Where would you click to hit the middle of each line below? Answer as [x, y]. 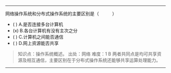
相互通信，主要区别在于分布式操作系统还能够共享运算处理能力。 [94, 60]
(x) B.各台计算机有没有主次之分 [45, 30]
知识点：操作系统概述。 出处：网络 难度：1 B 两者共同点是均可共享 [87, 54]
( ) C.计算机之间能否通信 [38, 37]
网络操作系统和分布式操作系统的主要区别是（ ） [61, 14]
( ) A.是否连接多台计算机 [38, 24]
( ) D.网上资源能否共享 [36, 43]
